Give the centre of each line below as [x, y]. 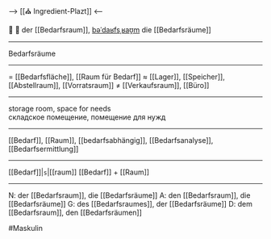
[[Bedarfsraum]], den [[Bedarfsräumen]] [75, 212]
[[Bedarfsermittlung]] [44, 149]
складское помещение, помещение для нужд [87, 117]
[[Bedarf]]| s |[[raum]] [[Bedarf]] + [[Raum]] [79, 172]
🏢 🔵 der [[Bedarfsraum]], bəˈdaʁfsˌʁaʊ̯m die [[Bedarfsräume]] [110, 30]
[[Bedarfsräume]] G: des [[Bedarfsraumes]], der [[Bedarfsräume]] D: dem [130, 204]
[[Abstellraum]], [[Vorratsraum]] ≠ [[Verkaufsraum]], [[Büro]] [109, 85]
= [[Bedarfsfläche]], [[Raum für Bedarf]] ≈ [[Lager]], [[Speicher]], [117, 77]
